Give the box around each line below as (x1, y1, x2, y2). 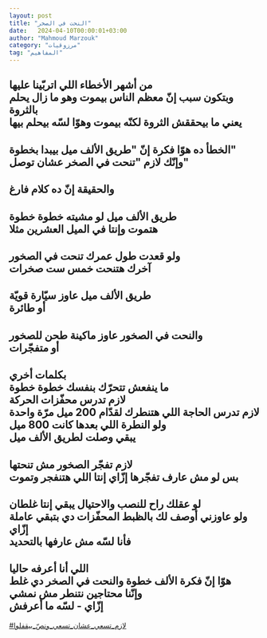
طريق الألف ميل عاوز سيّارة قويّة (9, 289, 151, 303)
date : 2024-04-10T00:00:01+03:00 (9, 26, 128, 34)
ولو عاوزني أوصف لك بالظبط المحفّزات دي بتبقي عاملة (9, 509, 248, 523)
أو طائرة (9, 301, 46, 315)
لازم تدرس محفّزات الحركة (9, 393, 126, 407)
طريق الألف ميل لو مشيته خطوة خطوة (9, 209, 178, 224)
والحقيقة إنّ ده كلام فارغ (9, 183, 115, 196)
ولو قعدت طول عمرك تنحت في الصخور (9, 249, 181, 263)
